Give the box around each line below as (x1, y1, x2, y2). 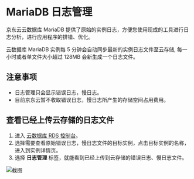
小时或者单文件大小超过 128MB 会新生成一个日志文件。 (6, 53, 139, 60)
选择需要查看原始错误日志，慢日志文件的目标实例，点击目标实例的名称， (14, 139, 189, 146)
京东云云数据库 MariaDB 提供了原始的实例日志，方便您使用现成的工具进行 (6, 26, 184, 33)
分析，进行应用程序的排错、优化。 (11, 33, 94, 40)
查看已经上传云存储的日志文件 (6, 115, 114, 125)
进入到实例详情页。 (14, 147, 62, 154)
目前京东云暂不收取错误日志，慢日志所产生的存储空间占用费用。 (14, 96, 169, 103)
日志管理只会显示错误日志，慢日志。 (14, 89, 103, 96)
